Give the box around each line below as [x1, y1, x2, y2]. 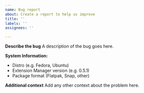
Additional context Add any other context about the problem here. [5, 82, 140, 89]
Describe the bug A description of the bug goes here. [5, 43, 114, 49]
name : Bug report [5, 7, 41, 12]
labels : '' [5, 21, 27, 26]
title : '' [5, 16, 25, 21]
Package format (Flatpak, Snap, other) [12, 73, 90, 79]
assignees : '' [5, 26, 34, 31]
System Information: [5, 53, 48, 59]
